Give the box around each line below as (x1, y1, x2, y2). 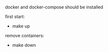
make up (12, 23, 30, 29)
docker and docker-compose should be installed (5, 4, 104, 10)
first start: (5, 14, 25, 19)
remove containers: (5, 33, 44, 38)
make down (12, 42, 36, 48)
